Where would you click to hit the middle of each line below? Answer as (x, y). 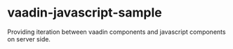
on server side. (29, 39)
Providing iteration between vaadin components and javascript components (116, 32)
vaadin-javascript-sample (85, 13)
